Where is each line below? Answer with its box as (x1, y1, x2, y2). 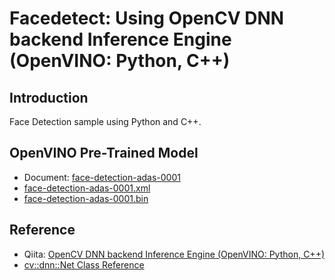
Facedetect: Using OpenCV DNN (9, 7, 285, 30)
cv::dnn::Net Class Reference (23, 258, 145, 271)
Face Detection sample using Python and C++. (9, 116, 202, 127)
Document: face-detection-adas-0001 (23, 171, 181, 183)
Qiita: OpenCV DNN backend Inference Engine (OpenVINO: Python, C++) (23, 248, 326, 260)
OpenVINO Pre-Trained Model (9, 145, 199, 162)
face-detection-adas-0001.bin (23, 192, 149, 204)
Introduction (9, 89, 89, 106)
